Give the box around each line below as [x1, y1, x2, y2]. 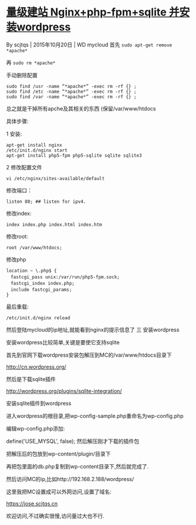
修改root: [6, 232, 29, 240]
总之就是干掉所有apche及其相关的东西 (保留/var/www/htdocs [6, 105, 156, 112]
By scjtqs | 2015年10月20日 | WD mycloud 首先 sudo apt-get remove [6, 41, 172, 48]
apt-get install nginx [6, 142, 62, 148]
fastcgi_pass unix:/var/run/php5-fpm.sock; [10, 274, 120, 280]
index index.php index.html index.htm [6, 221, 102, 228]
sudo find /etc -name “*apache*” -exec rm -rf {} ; [6, 89, 137, 95]
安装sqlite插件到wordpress [6, 400, 72, 407]
